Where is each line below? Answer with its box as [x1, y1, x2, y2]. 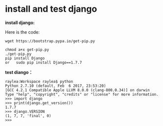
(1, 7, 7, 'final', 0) [5, 113, 51, 118]
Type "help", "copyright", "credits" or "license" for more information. [5, 92, 159, 97]
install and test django [5, 3, 97, 15]
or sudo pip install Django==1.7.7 [5, 60, 82, 65]
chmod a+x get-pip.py [5, 47, 49, 52]
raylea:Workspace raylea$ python [5, 79, 73, 84]
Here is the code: [5, 29, 40, 35]
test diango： [5, 69, 33, 75]
